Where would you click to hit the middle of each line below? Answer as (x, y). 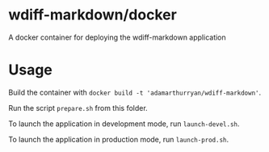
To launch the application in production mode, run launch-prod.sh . (119, 139)
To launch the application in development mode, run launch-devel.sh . (124, 124)
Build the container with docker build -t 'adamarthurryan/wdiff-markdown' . (135, 92)
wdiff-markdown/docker (93, 15)
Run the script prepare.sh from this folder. (78, 108)
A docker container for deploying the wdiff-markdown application (117, 37)
